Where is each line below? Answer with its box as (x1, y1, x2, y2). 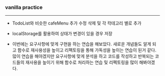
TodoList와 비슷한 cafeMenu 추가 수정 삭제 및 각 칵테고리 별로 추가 (12, 20, 141, 26)
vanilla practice (5, 4, 43, 11)
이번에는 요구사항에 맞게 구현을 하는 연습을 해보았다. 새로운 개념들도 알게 (12, 41, 151, 47)
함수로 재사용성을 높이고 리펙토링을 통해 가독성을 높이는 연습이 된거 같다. (17, 47, 157, 53)
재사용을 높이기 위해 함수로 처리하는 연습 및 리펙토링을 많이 (25, 59, 138, 65)
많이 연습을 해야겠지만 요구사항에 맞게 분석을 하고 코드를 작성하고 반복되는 (12, 53, 154, 59)
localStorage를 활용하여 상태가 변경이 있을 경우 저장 (12, 31, 113, 37)
